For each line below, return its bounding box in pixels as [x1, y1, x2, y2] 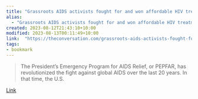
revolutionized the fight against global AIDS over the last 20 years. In [20, 69, 187, 76]
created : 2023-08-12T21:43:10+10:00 [6, 25, 96, 31]
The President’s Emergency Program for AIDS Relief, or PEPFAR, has [20, 63, 187, 70]
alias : [6, 14, 22, 20]
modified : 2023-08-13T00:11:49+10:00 [6, 30, 99, 36]
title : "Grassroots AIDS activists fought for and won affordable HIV [6, 8, 183, 15]
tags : [6, 42, 19, 47]
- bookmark [6, 47, 33, 53]
